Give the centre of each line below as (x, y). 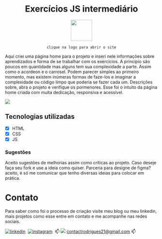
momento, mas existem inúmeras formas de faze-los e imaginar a (71, 77)
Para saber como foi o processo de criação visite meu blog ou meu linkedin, (81, 211)
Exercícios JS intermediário (81, 9)
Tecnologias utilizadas (40, 117)
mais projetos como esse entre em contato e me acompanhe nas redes (76, 216)
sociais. (13, 222)
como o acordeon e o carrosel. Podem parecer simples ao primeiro (72, 72)
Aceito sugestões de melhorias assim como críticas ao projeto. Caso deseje (81, 163)
